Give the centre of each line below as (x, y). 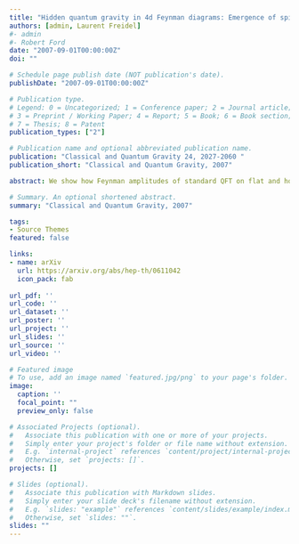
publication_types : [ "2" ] (57, 133)
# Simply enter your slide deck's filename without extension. (133, 501)
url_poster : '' (37, 321)
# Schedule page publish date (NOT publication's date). (117, 75)
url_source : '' (37, 345)
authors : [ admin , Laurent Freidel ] (75, 26)
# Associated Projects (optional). (75, 427)
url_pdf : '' (31, 296)
